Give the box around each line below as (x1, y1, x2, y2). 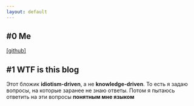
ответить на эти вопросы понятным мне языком (6, 93, 135, 101)
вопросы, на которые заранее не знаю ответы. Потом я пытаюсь (6, 87, 175, 94)
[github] (6, 47, 26, 54)
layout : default (6, 8, 47, 15)
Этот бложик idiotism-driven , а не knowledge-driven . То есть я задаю (6, 81, 188, 88)
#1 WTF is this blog (6, 64, 79, 75)
